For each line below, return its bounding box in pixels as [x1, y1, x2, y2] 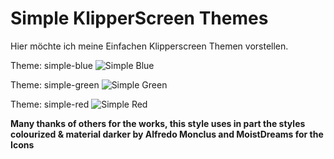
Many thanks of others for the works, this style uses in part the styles [10, 117, 306, 129]
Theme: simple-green [10, 78, 100, 91]
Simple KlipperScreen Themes [10, 7, 269, 30]
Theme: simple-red [10, 98, 90, 110]
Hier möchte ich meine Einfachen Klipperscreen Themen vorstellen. [10, 40, 289, 52]
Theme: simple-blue [10, 59, 93, 71]
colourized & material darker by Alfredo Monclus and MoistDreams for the [10, 128, 324, 140]
